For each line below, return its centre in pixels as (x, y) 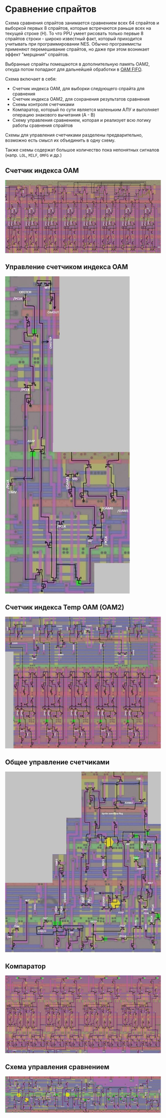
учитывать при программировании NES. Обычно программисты (73, 44)
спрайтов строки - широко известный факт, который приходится (74, 39)
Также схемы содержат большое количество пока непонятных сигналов (82, 150)
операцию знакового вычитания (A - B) (54, 114)
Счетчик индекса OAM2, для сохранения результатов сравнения (81, 99)
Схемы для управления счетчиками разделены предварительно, (74, 135)
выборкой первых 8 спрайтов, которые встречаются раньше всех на (78, 28)
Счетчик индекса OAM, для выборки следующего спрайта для (78, 88)
